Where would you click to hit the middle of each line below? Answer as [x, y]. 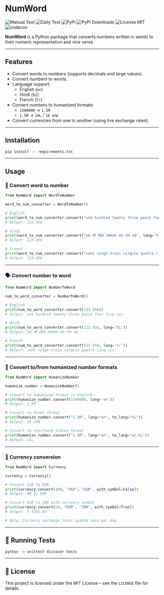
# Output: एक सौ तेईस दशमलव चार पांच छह [41, 332]
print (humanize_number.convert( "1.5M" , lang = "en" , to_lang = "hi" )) [74, 418]
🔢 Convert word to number [37, 185]
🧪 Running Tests [30, 540]
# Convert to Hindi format [32, 413]
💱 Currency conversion [33, 457]
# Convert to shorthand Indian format [44, 431]
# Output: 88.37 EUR [26, 494]
